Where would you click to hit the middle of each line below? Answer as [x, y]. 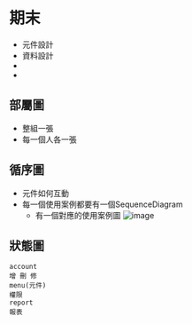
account [23, 267]
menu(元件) [28, 286]
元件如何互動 [45, 193]
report [21, 303]
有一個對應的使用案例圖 [78, 215]
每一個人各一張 [49, 139]
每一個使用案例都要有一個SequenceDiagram [102, 204]
